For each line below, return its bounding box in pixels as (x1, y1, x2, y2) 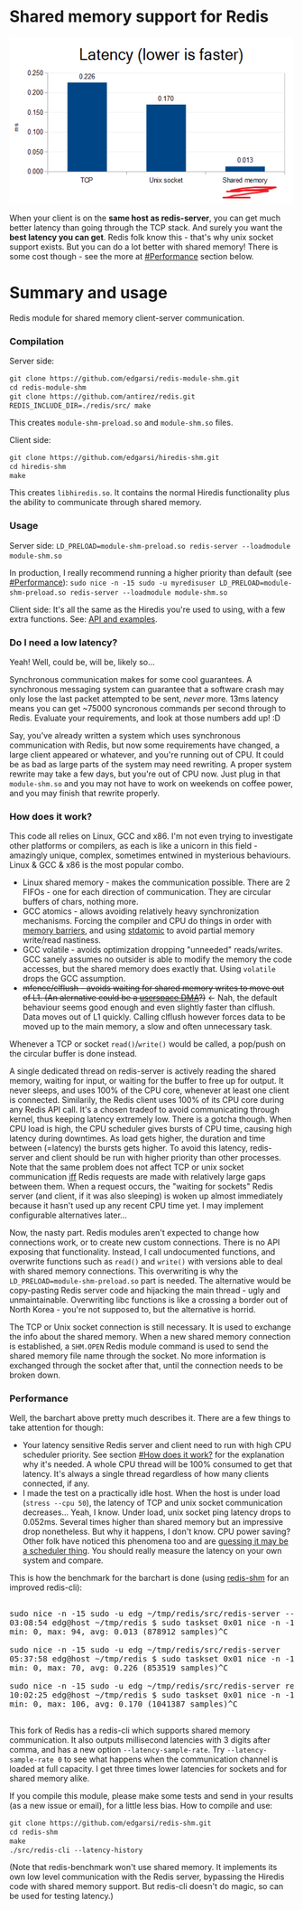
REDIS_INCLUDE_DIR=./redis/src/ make (9, 401, 151, 410)
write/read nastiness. (22, 935, 102, 946)
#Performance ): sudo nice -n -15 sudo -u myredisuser (9, 577, 216, 588)
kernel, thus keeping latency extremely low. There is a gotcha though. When (9, 1114, 292, 1124)
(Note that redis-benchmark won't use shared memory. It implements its (9, 1862, 278, 1873)
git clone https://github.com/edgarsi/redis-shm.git (9, 1819, 212, 1828)
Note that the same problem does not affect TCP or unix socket (9, 1162, 244, 1172)
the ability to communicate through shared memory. (9, 497, 202, 508)
